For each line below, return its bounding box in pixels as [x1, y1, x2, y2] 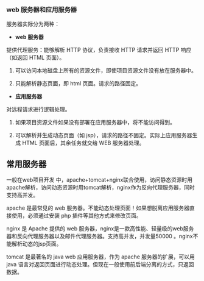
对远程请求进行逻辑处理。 [6, 105, 71, 113]
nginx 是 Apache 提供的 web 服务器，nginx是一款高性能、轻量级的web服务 [6, 225, 194, 232]
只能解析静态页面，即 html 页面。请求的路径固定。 [15, 80, 142, 87]
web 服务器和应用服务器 [6, 5, 77, 13]
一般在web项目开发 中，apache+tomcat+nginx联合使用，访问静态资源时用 [6, 176, 193, 183]
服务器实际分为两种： [6, 20, 60, 28]
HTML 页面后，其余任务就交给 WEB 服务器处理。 [22, 139, 145, 147]
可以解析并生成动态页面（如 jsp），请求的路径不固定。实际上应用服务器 [15, 132, 193, 139]
